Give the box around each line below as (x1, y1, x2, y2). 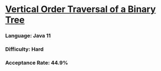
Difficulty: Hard (5, 46, 44, 53)
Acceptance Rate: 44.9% (5, 59, 68, 66)
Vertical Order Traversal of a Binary (5, 4, 156, 15)
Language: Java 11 (5, 32, 51, 39)
